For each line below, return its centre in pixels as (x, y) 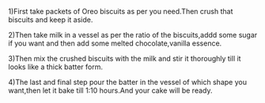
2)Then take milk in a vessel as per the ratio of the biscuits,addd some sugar (133, 35)
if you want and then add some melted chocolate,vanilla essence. (115, 43)
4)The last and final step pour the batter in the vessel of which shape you (128, 82)
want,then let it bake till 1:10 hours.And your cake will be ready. (110, 90)
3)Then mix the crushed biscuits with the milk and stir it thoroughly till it (125, 59)
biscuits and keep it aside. (51, 20)
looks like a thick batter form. (56, 67)
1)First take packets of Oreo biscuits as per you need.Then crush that (121, 11)
